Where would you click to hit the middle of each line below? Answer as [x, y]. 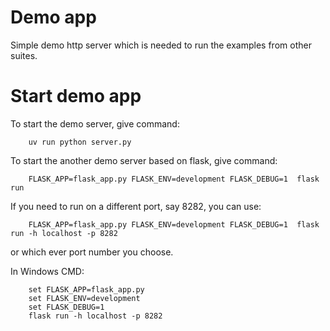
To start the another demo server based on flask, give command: [144, 160]
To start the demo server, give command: [95, 123]
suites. [24, 55]
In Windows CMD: [47, 271]
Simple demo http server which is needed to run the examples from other [161, 45]
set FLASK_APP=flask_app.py [86, 289]
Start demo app [76, 96]
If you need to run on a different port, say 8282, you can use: [136, 206]
